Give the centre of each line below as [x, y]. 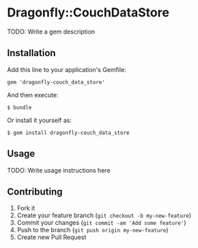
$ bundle [19, 108]
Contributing [35, 191]
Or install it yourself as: [39, 120]
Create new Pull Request [52, 237]
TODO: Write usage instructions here [59, 170]
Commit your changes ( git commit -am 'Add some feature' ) [101, 223]
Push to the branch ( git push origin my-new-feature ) [93, 230]
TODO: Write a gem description [51, 32]
